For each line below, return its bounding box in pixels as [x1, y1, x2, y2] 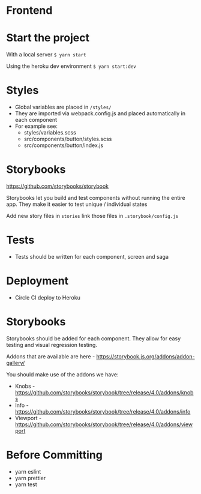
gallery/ [6, 359, 25, 366]
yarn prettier [14, 474, 46, 481]
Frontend [6, 4, 53, 17]
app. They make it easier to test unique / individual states [6, 200, 148, 208]
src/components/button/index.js [23, 142, 104, 149]
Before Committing [6, 448, 103, 462]
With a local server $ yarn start [6, 51, 86, 58]
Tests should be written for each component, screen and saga [14, 253, 169, 260]
